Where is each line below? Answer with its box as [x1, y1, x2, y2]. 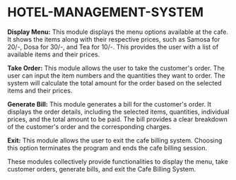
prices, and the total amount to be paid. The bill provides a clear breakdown [7, 114, 228, 124]
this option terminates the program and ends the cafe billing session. [7, 143, 207, 152]
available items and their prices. [7, 50, 100, 59]
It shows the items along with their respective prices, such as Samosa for [7, 35, 220, 43]
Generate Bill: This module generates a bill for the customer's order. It [7, 100, 212, 108]
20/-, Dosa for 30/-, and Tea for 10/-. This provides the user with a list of [7, 42, 219, 51]
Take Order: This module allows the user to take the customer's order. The [7, 64, 225, 72]
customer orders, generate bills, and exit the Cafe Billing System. [7, 164, 196, 173]
